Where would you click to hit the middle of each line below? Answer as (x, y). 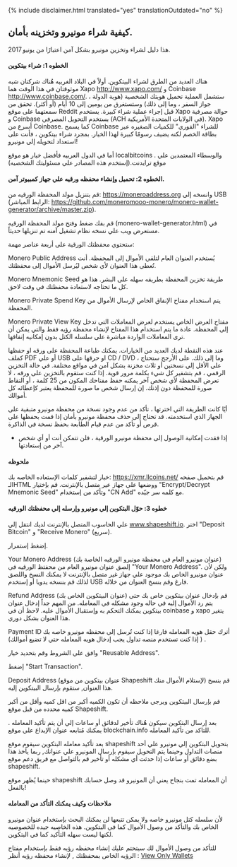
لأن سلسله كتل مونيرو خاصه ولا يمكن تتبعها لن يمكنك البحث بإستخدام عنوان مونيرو (115, 819)
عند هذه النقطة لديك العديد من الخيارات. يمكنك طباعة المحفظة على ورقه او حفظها (116, 350)
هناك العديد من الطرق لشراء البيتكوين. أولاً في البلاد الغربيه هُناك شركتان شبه (108, 81)
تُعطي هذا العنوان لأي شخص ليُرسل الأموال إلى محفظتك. (82, 266)
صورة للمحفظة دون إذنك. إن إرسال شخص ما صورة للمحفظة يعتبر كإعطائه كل (110, 388)
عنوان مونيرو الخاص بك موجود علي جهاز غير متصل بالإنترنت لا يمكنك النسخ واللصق (116, 574)
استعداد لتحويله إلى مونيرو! (43, 141)
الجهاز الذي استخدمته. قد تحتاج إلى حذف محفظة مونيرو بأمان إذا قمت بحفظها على (115, 417)
